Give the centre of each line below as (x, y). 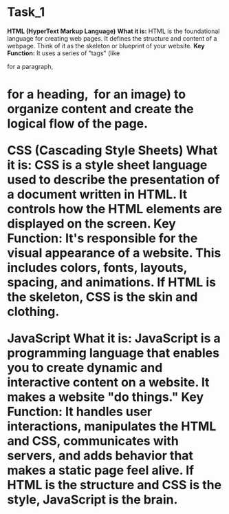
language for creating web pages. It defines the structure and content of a (112, 38)
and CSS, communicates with (93, 441)
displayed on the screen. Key (92, 224)
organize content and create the (100, 109)
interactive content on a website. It (108, 383)
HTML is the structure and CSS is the (115, 485)
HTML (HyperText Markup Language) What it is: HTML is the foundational (113, 31)
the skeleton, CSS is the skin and (102, 297)
